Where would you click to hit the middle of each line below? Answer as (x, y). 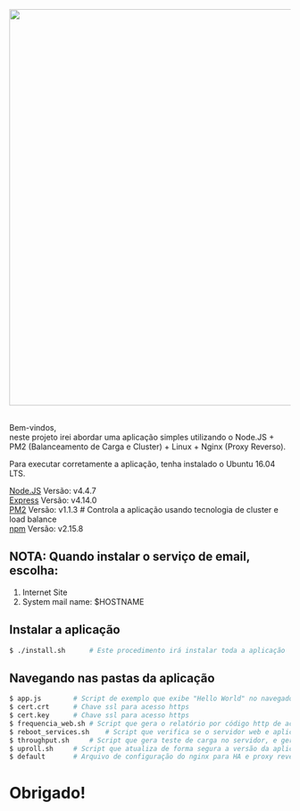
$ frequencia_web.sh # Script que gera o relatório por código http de (145, 723)
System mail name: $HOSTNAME (83, 601)
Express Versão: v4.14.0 (53, 500)
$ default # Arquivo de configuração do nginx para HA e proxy (142, 757)
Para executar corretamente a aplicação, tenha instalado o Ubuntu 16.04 (142, 464)
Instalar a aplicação (65, 630)
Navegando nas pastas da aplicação (112, 678)
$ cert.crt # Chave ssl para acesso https (100, 707)
